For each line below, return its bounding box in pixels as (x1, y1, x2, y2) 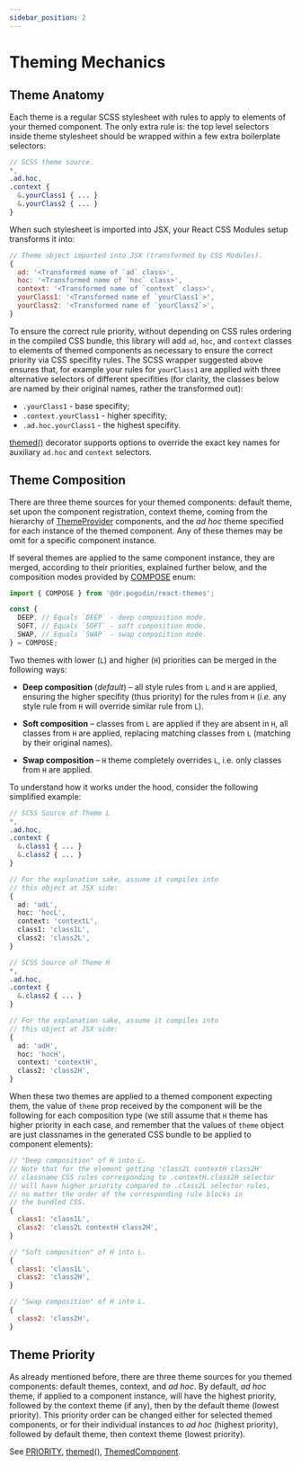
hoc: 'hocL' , (17, 908, 66, 917)
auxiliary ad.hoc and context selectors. (9, 446, 153, 457)
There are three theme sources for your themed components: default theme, (9, 496, 293, 507)
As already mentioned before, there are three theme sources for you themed (9, 1371, 292, 1381)
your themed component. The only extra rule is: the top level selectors (9, 121, 270, 131)
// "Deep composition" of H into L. (9, 1157, 146, 1166)
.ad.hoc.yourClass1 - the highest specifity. (22, 419, 181, 430)
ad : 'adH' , (17, 1041, 58, 1050)
